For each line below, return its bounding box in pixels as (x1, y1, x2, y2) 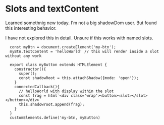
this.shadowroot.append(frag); (18, 102, 85, 107)
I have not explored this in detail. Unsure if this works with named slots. (5, 35, 153, 41)
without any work (5, 53, 42, 58)
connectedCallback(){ (14, 84, 60, 89)
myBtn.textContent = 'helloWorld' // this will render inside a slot (10, 49, 159, 54)
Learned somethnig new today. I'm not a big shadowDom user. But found (5, 20, 157, 26)
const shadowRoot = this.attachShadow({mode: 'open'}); (18, 75, 139, 81)
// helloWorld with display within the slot (18, 89, 114, 94)
